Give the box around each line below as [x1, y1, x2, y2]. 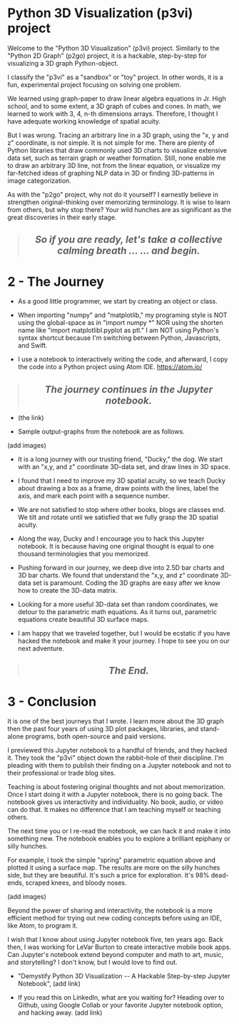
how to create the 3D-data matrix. [17, 586, 118, 595]
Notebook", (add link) [17, 980, 81, 988]
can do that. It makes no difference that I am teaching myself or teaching [7, 805, 221, 814]
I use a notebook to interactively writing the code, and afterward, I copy [17, 355, 228, 363]
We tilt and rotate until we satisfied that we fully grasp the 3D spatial [17, 513, 219, 522]
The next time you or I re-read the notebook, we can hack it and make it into [7, 827, 231, 835]
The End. [108, 665, 150, 677]
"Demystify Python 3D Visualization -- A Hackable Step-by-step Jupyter [17, 972, 230, 980]
